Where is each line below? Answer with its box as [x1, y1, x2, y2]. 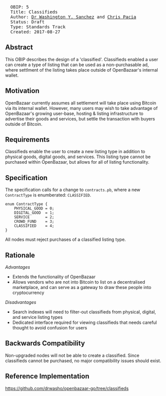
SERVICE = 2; [14, 215, 55, 220]
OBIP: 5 [10, 4, 29, 9]
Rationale [5, 251, 35, 259]
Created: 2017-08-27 [10, 29, 61, 34]
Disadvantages [5, 299, 36, 305]
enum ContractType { [5, 201, 48, 207]
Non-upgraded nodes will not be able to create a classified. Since [5, 352, 140, 358]
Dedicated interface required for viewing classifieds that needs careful [12, 319, 157, 325]
